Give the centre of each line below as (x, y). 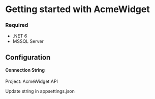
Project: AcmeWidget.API (32, 81)
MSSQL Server (28, 41)
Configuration (28, 57)
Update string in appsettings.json (40, 91)
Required (17, 25)
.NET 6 (20, 36)
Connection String (25, 70)
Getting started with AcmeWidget (77, 9)
